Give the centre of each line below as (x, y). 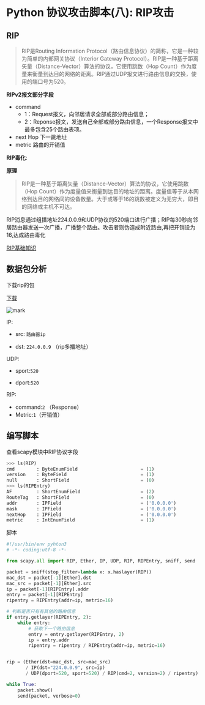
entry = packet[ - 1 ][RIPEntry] (45, 595)
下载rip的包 (20, 285)
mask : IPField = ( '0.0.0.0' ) (91, 509)
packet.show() (35, 690)
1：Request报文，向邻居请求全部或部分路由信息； (87, 114)
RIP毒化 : (17, 158)
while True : (21, 684)
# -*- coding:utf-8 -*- (37, 550)
